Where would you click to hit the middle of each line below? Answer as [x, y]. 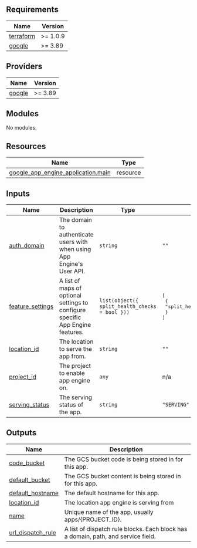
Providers [24, 67]
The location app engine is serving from [119, 502]
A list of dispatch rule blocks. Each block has [126, 529]
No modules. [21, 128]
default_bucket [30, 479]
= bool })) [115, 312]
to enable [72, 373]
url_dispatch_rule [33, 532]
